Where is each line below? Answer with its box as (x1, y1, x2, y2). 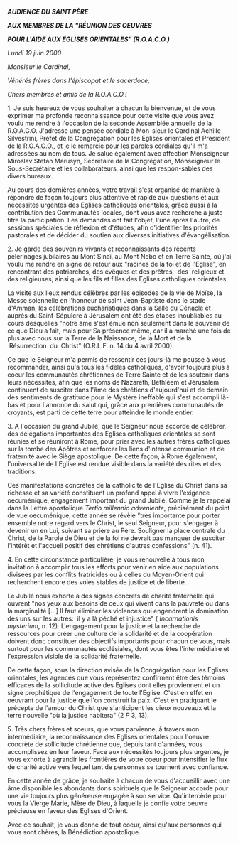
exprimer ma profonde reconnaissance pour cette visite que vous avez (7, 112, 215, 119)
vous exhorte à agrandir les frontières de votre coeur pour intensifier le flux (7, 755, 228, 763)
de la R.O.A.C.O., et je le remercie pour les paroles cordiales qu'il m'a (7, 141, 208, 150)
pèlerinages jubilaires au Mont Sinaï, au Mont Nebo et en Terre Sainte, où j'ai (7, 252, 232, 260)
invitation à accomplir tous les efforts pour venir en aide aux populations (7, 563, 219, 571)
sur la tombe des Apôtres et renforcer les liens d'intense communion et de (7, 445, 225, 453)
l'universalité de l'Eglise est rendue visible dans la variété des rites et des (7, 460, 222, 468)
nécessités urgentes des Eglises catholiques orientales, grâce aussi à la (7, 200, 218, 209)
